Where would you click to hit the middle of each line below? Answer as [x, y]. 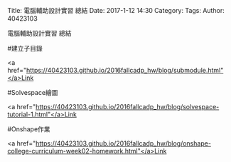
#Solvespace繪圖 [33, 92]
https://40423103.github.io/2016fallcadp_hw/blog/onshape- [123, 143]
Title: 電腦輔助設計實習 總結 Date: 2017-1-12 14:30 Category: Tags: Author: [116, 10]
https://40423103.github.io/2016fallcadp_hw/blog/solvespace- [127, 107]
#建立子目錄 [25, 48]
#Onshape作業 [29, 129]
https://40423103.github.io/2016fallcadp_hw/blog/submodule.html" [125, 70]
